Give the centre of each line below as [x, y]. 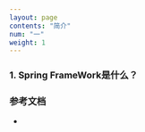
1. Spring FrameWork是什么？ [74, 75]
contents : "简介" [40, 26]
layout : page [34, 17]
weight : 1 [28, 42]
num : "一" [27, 34]
